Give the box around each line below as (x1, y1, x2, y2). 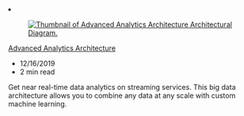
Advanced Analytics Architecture (8, 43, 116, 53)
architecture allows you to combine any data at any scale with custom (8, 91, 236, 100)
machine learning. (8, 99, 67, 108)
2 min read (19, 67, 55, 77)
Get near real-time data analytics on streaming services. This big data (8, 83, 236, 92)
